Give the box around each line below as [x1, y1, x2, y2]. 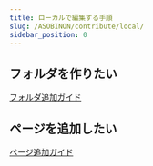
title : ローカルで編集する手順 [9, 13, 113, 23]
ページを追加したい [9, 121, 117, 136]
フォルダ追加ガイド [9, 92, 82, 103]
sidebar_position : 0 [9, 30, 88, 39]
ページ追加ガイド [9, 147, 74, 157]
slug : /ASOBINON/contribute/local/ [9, 22, 145, 31]
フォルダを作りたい [9, 65, 117, 82]
